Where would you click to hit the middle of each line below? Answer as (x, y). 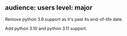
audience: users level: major (49, 8)
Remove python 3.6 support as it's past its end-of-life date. (64, 19)
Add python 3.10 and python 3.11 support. (46, 28)
